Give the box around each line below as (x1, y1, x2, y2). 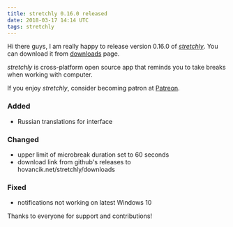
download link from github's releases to (17, 157, 131, 166)
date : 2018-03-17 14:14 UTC (7, 17, 89, 24)
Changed (7, 134, 40, 144)
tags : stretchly (7, 23, 54, 30)
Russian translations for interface (17, 117, 113, 125)
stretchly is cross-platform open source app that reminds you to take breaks (7, 63, 226, 72)
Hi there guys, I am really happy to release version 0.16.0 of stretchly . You (7, 42, 218, 51)
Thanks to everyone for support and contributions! (7, 212, 152, 220)
